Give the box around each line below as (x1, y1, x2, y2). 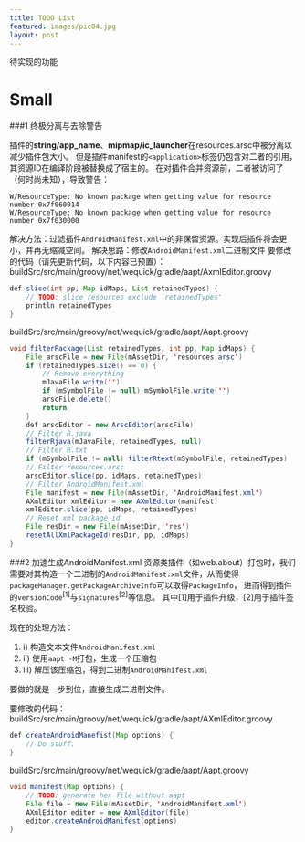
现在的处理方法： (9, 622, 74, 633)
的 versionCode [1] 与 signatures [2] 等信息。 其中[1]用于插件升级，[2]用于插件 (9, 590, 286, 603)
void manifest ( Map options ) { (9, 783, 125, 792)
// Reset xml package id (26, 513, 121, 523)
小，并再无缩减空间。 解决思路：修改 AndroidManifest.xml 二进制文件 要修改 (9, 245, 292, 256)
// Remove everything (42, 369, 125, 379)
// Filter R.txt (26, 446, 89, 455)
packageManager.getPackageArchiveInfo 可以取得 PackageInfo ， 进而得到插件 (9, 579, 292, 590)
